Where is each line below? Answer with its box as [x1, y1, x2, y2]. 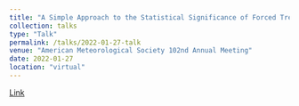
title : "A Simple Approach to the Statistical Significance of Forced [9, 12, 277, 22]
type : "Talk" [9, 29, 58, 38]
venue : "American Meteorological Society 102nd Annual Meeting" [9, 46, 253, 55]
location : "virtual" [9, 63, 86, 72]
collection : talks [9, 21, 77, 30]
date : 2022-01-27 [9, 54, 74, 63]
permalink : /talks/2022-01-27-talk [9, 37, 141, 47]
